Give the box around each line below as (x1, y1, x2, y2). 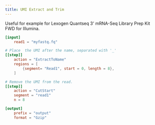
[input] (5, 35, 21, 40)
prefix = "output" (14, 110, 51, 115)
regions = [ (14, 62, 38, 66)
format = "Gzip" (14, 115, 47, 120)
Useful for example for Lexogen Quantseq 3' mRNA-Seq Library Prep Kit (5, 20, 150, 26)
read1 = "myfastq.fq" (14, 39, 58, 44)
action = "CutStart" (14, 88, 56, 94)
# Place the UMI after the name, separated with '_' (5, 48, 117, 53)
